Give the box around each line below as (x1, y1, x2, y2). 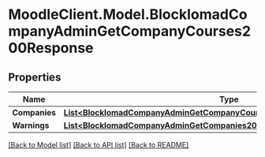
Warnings (12, 120, 50, 131)
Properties (8, 70, 62, 84)
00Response (8, 39, 94, 57)
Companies (12, 107, 57, 118)
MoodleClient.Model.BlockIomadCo (8, 6, 248, 24)
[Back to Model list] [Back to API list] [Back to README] (8, 140, 189, 149)
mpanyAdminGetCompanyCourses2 (8, 22, 251, 40)
